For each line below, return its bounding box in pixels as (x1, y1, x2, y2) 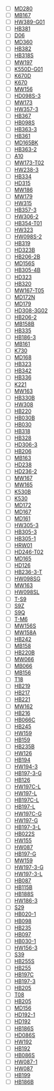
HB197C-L (14, 796, 39, 804)
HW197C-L (14, 783, 41, 790)
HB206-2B (14, 253, 41, 260)
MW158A (14, 629, 37, 636)
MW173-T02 (14, 159, 45, 166)
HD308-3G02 (14, 307, 48, 314)
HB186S (14, 1024, 34, 1032)
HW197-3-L (14, 871, 43, 878)
